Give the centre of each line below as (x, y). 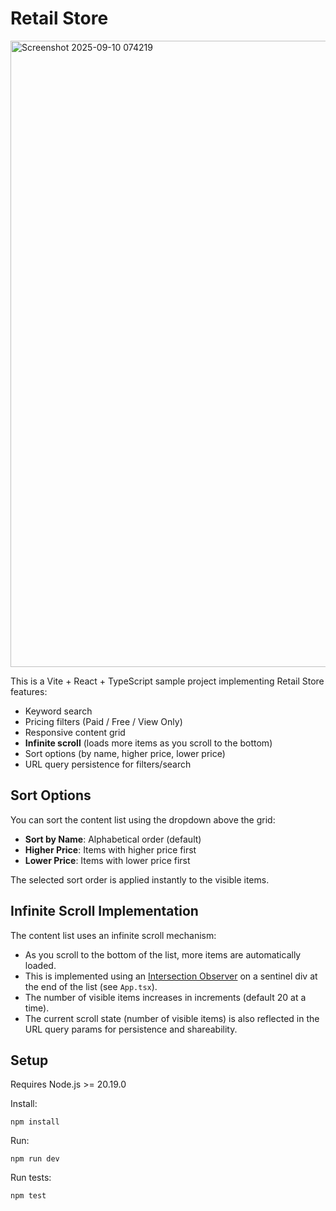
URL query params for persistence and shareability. (131, 1029)
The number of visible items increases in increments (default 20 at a (165, 997)
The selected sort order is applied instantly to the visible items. (140, 879)
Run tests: (31, 1178)
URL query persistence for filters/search (108, 764)
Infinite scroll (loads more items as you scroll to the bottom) (148, 743)
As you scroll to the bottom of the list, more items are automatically (163, 954)
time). (37, 1008)
